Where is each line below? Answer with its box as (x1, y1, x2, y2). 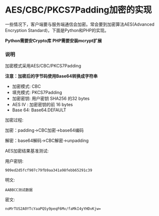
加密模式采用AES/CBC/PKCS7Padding (5, 63, 81, 69)
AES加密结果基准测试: (5, 148, 49, 154)
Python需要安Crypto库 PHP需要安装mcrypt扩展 (5, 37, 102, 44)
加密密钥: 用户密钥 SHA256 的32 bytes (12, 95, 90, 102)
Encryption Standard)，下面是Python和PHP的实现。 (5, 27, 109, 33)
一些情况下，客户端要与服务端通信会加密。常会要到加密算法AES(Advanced (5, 21, 155, 27)
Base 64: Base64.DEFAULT (12, 107, 67, 113)
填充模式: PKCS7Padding (12, 90, 62, 95)
